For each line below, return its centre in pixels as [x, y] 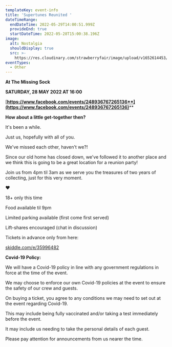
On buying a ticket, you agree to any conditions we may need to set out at [83, 298]
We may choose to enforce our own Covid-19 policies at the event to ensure [85, 283]
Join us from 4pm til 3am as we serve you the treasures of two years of [81, 172]
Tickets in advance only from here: [42, 238]
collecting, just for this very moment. [44, 178]
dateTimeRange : [21, 20]
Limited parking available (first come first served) [57, 218]
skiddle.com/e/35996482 [32, 247]
